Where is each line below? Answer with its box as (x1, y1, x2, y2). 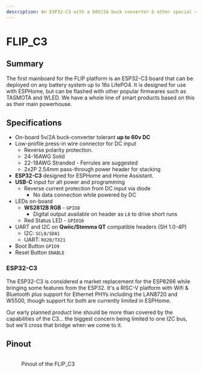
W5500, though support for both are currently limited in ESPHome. (6, 296, 171, 304)
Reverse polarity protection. (23, 146, 93, 154)
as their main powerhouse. (6, 100, 72, 107)
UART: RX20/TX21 (23, 236, 66, 243)
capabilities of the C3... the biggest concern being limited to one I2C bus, (6, 315, 188, 322)
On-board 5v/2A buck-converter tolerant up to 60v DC (14, 134, 150, 141)
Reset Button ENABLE (14, 249, 65, 256)
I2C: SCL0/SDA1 (23, 230, 60, 237)
